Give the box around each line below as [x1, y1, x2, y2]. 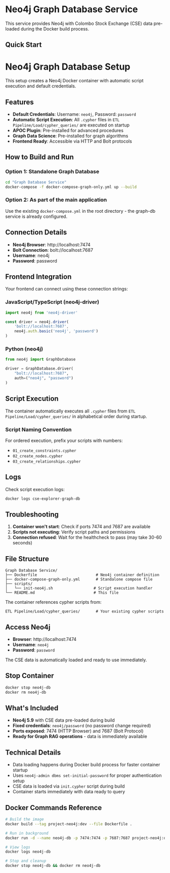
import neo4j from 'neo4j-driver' [5, 310, 78, 315]
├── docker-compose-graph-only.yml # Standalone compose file [5, 577, 153, 582]
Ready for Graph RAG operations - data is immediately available [12, 733, 148, 739]
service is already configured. [5, 213, 67, 219]
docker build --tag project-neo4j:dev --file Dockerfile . [5, 821, 133, 826]
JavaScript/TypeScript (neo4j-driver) [5, 299, 100, 306]
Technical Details [5, 748, 61, 757]
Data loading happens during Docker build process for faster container [12, 762, 160, 768]
